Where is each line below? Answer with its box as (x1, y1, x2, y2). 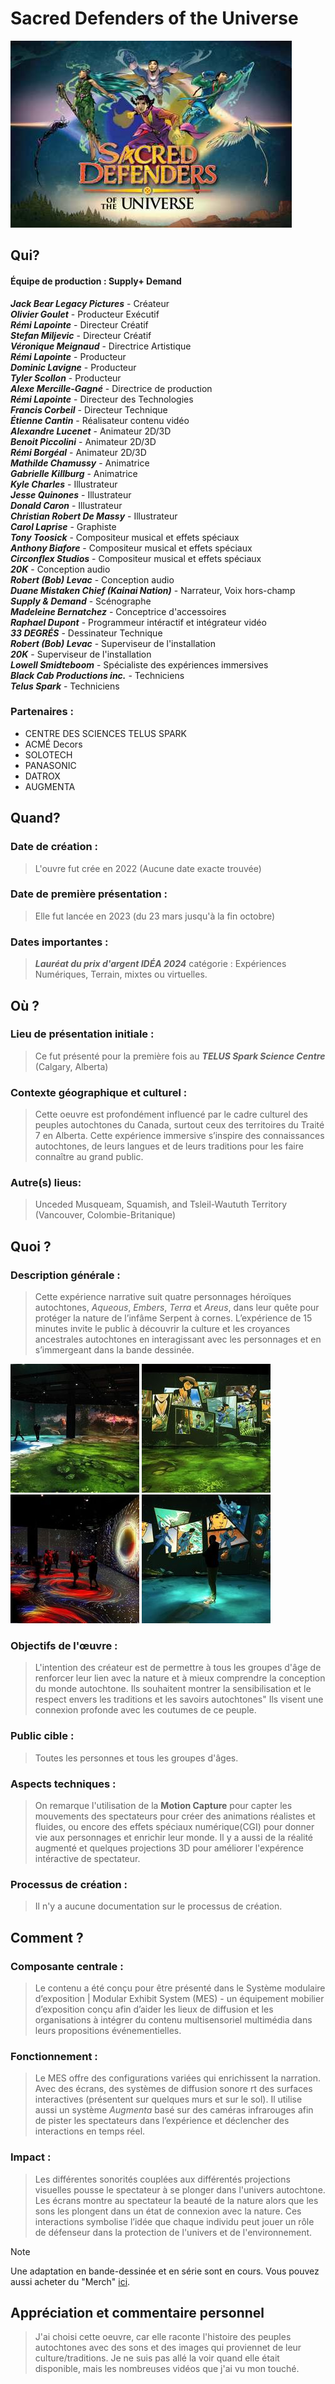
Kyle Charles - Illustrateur (10, 478, 118, 490)
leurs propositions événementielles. (34, 2024, 182, 2036)
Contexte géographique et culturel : (10, 1085, 188, 1099)
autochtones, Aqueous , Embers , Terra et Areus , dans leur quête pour (34, 1302, 320, 1314)
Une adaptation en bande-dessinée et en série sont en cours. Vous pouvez (10, 2265, 320, 2277)
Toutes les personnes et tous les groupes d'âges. (34, 1752, 239, 1764)
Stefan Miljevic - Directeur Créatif (10, 329, 152, 341)
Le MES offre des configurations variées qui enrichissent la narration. (34, 2072, 321, 2084)
